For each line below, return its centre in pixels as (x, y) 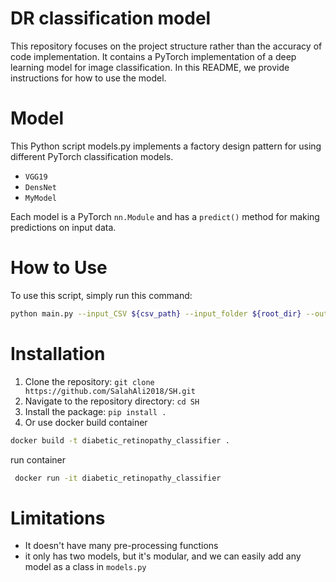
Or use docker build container (86, 422)
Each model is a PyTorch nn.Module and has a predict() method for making (165, 216)
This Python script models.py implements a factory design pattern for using (166, 146)
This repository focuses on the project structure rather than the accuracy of (166, 46)
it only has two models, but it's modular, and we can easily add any (163, 556)
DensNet (40, 187)
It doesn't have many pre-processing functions (121, 546)
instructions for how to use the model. (88, 78)
